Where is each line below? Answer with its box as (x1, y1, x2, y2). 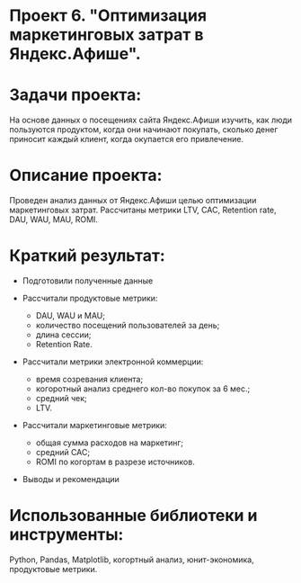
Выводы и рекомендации (22, 474, 120, 484)
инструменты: (9, 525, 124, 545)
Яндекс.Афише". (9, 44, 141, 64)
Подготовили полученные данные (22, 275, 154, 286)
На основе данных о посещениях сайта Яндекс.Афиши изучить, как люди (9, 114, 293, 126)
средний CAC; (35, 447, 91, 457)
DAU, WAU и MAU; (35, 310, 106, 320)
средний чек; (35, 393, 87, 403)
